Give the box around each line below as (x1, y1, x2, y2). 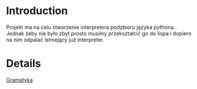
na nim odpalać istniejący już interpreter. (6, 36, 105, 43)
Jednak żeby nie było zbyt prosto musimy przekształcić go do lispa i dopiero (6, 29, 192, 37)
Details (6, 57, 41, 70)
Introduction (6, 4, 68, 18)
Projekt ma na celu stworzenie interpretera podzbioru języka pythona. (6, 24, 175, 31)
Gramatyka (6, 76, 34, 83)
